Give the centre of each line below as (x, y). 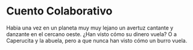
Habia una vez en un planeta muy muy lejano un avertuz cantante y (90, 28)
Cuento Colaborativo (59, 11)
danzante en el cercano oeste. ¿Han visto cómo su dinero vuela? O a (91, 34)
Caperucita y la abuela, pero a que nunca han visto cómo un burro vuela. (97, 40)
